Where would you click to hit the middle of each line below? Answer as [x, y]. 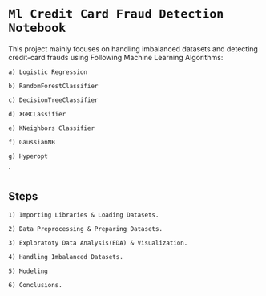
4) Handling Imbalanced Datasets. [66, 257]
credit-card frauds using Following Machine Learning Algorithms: [116, 57]
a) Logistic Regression [48, 72]
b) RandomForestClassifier [53, 86]
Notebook [37, 28]
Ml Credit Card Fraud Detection [116, 14]
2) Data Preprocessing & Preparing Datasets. [85, 229]
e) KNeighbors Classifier [51, 128]
